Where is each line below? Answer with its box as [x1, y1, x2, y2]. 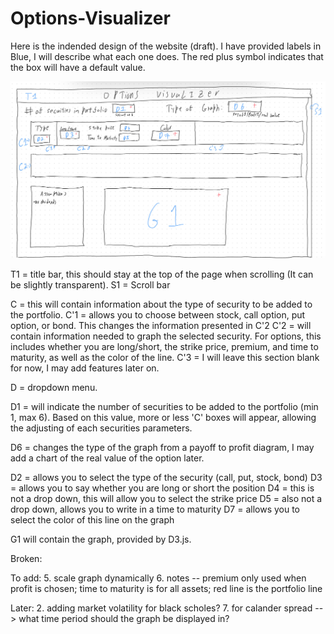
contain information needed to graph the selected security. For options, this [10, 330, 322, 342]
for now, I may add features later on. [10, 362, 160, 374]
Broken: [10, 552, 43, 564]
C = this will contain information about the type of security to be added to [10, 298, 313, 310]
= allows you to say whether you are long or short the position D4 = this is [10, 482, 315, 494]
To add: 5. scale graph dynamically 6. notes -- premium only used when [10, 572, 307, 584]
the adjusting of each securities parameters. [10, 422, 193, 434]
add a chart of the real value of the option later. [10, 452, 205, 464]
